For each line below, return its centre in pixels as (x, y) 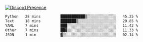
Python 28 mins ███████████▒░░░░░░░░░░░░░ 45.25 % (72, 17)
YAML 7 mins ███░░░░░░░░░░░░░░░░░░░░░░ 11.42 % (72, 25)
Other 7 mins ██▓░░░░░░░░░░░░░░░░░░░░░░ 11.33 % (72, 30)
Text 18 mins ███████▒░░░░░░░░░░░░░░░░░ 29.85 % (72, 21)
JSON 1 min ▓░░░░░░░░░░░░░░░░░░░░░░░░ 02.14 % (72, 35)
